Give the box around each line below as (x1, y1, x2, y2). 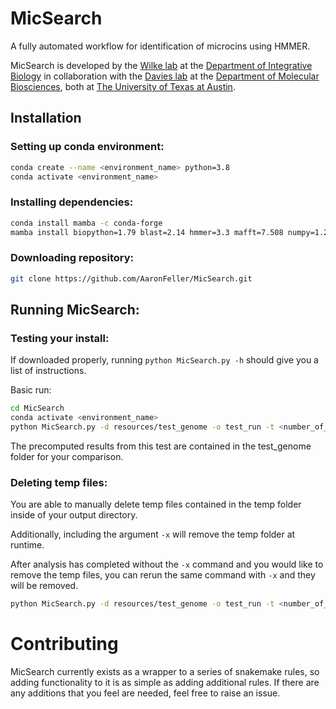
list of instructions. (10, 365, 87, 377)
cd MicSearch (10, 403, 65, 414)
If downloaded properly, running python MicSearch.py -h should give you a (10, 354, 319, 366)
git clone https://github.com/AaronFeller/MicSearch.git (10, 273, 253, 284)
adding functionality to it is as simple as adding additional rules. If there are (10, 677, 320, 689)
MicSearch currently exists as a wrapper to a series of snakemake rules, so (10, 666, 320, 678)
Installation (10, 110, 82, 127)
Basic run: (10, 384, 52, 396)
